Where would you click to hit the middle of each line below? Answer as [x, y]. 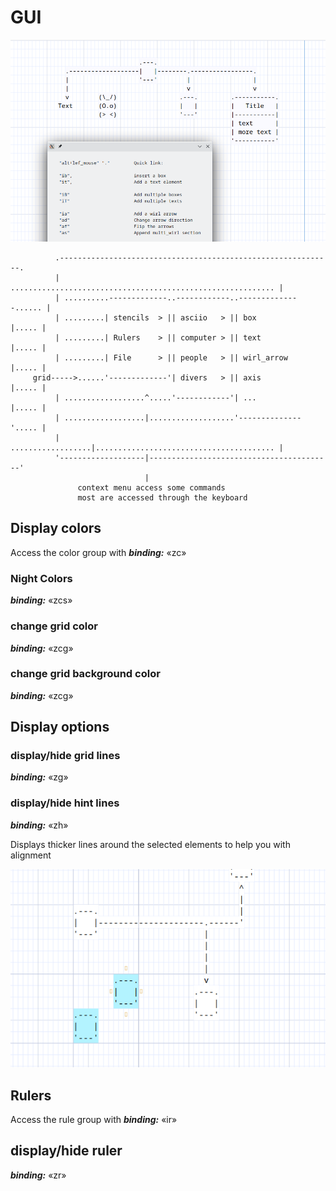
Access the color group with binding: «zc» [98, 552]
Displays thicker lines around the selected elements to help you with [150, 844]
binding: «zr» [38, 1175]
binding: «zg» [39, 777]
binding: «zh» [39, 825]
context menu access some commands [151, 488]
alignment [31, 855]
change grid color [54, 626]
